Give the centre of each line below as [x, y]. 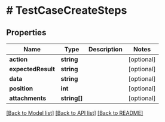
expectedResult [32, 69]
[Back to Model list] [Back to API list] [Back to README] [75, 113]
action [19, 59]
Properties [26, 33]
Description [106, 49]
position [21, 89]
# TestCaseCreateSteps [67, 10]
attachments [28, 98]
